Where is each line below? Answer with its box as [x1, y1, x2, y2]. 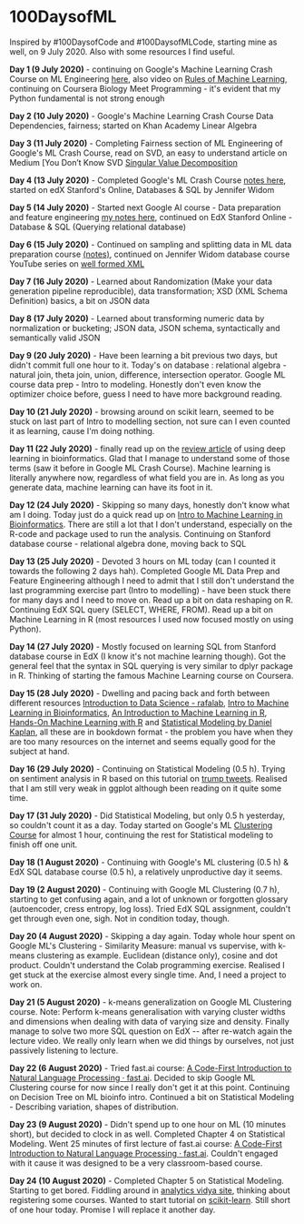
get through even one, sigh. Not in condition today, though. [9, 913, 230, 924]
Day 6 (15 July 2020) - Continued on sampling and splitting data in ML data [9, 238, 292, 249]
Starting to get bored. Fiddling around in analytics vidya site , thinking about [9, 1185, 290, 1196]
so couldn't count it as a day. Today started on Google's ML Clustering [9, 819, 273, 830]
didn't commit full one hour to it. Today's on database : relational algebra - [9, 359, 288, 370]
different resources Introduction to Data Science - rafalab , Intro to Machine [9, 697, 289, 708]
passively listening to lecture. [9, 1045, 119, 1056]
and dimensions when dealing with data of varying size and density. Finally [9, 1016, 290, 1027]
